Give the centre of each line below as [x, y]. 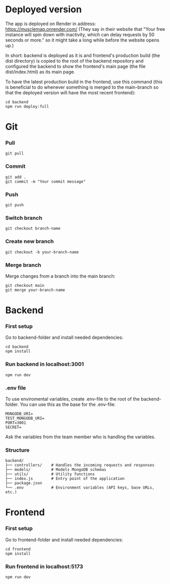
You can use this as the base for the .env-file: [68, 404]
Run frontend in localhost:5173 [44, 567]
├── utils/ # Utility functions [50, 474]
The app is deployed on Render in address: [51, 24]
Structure [17, 450]
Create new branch [29, 241]
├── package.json [24, 483]
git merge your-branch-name [35, 290]
